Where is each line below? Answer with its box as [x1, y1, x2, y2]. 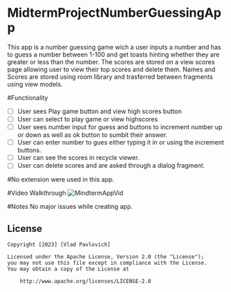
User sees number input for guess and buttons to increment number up [17, 123, 223, 131]
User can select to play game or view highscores [17, 115, 158, 123]
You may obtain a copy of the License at [7, 265, 130, 273]
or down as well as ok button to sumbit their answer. [17, 131, 167, 139]
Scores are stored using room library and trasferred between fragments [7, 72, 214, 81]
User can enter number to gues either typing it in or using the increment [17, 138, 225, 147]
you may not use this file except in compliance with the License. [7, 260, 208, 267]
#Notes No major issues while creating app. [7, 203, 133, 211]
